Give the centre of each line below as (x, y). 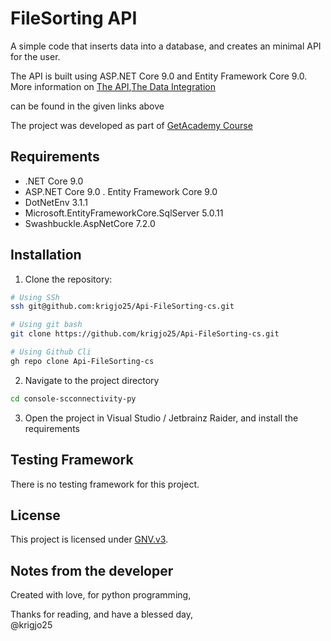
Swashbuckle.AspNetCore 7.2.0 (90, 223)
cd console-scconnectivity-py (73, 398)
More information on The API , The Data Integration (113, 86)
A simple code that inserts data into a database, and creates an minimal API (166, 46)
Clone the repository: (68, 279)
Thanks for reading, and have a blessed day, (101, 614)
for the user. (35, 56)
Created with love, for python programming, (101, 595)
